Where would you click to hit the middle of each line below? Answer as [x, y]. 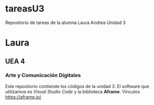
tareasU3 [25, 9]
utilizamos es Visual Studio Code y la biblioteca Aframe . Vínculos [72, 91]
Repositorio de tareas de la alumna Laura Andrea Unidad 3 [65, 22]
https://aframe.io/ [23, 97]
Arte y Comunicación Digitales [43, 75]
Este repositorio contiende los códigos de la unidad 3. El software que [77, 86]
